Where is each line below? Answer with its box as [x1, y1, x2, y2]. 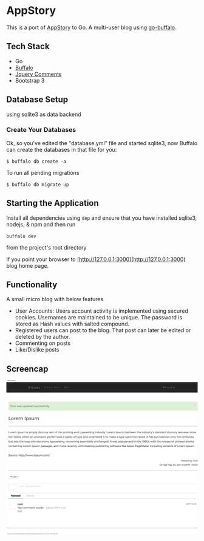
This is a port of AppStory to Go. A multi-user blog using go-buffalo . [6, 24, 177, 31]
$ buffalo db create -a [6, 158, 67, 165]
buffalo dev [6, 233, 36, 239]
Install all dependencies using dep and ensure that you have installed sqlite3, [6, 214, 197, 222]
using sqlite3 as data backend [6, 111, 81, 118]
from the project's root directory [6, 243, 87, 251]
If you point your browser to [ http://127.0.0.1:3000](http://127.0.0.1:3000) [6, 256, 186, 263]
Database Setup [6, 95, 69, 105]
